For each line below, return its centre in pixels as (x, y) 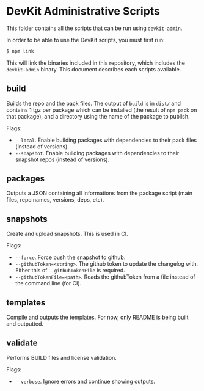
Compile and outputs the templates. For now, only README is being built (97, 317)
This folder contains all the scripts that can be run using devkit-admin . (94, 28)
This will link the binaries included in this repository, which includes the (96, 63)
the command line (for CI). (48, 283)
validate (22, 343)
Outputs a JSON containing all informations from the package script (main (99, 193)
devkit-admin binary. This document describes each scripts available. (94, 69)
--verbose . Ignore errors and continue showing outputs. (85, 381)
